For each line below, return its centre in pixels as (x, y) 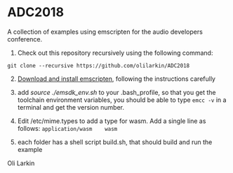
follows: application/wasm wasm (67, 128)
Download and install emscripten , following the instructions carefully (116, 79)
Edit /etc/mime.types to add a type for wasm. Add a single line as (112, 121)
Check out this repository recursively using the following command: (115, 53)
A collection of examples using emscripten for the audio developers (105, 32)
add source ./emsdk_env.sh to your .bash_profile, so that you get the (116, 92)
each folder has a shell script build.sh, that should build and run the (115, 142)
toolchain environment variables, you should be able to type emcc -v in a (122, 100)
